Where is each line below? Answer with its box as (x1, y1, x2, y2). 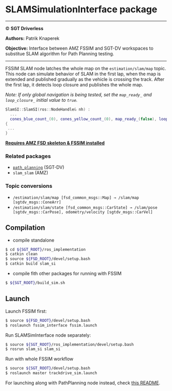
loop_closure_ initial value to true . (5, 97, 78, 103)
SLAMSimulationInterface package (5, 4, 158, 15)
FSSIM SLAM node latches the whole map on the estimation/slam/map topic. (5, 65, 166, 71)
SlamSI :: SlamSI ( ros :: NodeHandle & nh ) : (5, 106, 91, 112)
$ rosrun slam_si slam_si (5, 346, 60, 352)
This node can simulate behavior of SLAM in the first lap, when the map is (5, 71, 161, 77)
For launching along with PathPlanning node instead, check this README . (5, 380, 160, 386)
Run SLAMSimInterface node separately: (5, 332, 91, 338)
